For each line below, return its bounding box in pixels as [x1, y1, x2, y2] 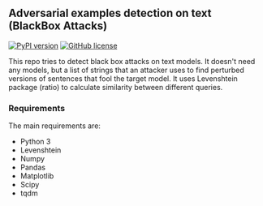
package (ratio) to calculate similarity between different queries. [8, 82, 223, 92]
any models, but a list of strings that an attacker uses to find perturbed [8, 65, 245, 75]
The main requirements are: [8, 121, 101, 131]
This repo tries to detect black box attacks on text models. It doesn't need [8, 56, 256, 66]
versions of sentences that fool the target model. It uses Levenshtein [8, 73, 238, 84]
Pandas [19, 162, 46, 173]
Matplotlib [19, 171, 54, 181]
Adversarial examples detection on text [8, 6, 212, 20]
